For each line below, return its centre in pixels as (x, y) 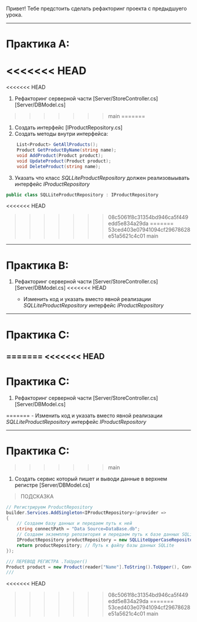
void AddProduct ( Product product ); (60, 155)
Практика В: (38, 265)
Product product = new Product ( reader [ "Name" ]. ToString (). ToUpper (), (93, 567)
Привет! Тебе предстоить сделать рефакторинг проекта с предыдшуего (96, 9)
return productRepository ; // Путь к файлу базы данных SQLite (96, 545)
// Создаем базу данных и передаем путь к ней (74, 524)
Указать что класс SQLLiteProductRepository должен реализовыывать (102, 178)
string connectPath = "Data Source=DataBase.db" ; (79, 529)
